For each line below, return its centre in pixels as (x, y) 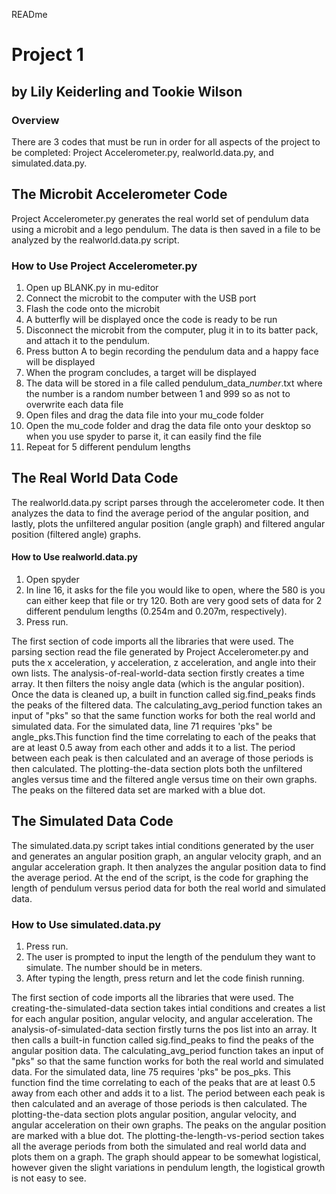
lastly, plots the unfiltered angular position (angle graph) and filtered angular (168, 523)
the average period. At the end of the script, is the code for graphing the (160, 877)
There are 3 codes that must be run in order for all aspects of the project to (166, 141)
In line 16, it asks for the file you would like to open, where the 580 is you (175, 590)
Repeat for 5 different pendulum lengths (108, 446)
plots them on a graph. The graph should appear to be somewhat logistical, (166, 1157)
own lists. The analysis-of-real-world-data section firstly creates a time (158, 673)
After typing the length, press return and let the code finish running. (165, 978)
